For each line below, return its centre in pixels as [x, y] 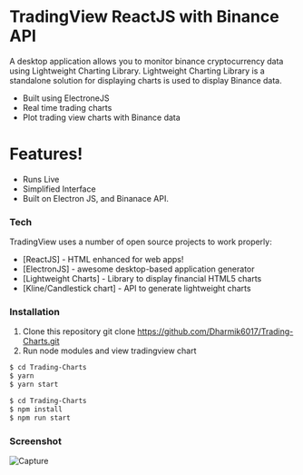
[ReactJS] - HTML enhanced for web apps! [103, 260]
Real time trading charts [67, 107]
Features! [46, 154]
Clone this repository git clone [79, 332]
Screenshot [35, 440]
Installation [35, 312]
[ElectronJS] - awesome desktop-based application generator [138, 269]
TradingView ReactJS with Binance [144, 17]
